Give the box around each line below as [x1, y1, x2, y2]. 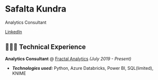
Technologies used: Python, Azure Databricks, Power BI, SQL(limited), [12, 65, 154, 71]
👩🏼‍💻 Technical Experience [5, 43, 86, 51]
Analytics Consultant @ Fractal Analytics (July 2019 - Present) [5, 56, 132, 62]
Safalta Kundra [5, 3, 66, 15]
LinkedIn [5, 29, 22, 34]
